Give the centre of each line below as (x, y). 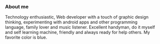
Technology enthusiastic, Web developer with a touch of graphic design (77, 17)
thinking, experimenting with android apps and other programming (71, 22)
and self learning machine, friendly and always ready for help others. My (78, 33)
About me (17, 7)
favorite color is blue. (26, 37)
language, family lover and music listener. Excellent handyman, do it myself (80, 27)
